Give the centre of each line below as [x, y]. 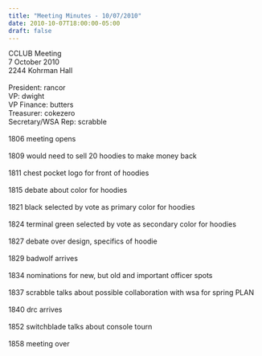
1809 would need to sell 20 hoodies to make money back [102, 156]
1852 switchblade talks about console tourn [80, 327]
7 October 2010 [34, 62]
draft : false [30, 31]
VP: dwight [27, 96]
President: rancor [37, 88]
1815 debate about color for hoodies [68, 190]
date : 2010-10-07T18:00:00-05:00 [64, 23]
